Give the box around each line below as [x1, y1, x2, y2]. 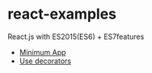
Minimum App [19, 47, 66, 57]
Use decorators [19, 56, 72, 66]
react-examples [7, 5, 117, 24]
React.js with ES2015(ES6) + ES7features [7, 32, 145, 41]
